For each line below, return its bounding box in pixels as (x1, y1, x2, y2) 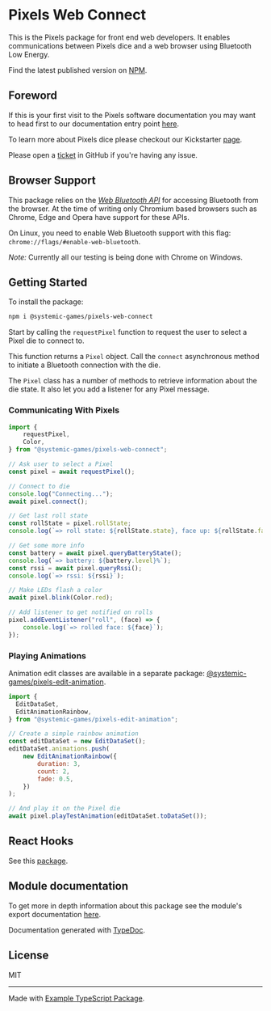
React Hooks (8, 835, 74, 848)
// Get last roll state (8, 512, 89, 520)
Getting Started (8, 275, 88, 289)
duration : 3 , (37, 759, 81, 768)
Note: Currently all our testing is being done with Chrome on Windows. (8, 252, 244, 262)
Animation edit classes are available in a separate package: (8, 668, 206, 678)
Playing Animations (8, 649, 86, 661)
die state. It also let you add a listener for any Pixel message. (8, 384, 210, 394)
